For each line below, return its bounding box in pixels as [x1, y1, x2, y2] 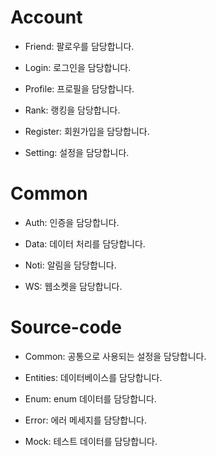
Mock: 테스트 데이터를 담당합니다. [24, 435, 158, 447]
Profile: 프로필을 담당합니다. [24, 82, 135, 95]
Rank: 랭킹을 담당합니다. [24, 104, 121, 116]
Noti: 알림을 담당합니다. [24, 259, 117, 271]
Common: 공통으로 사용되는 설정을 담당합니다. [24, 350, 207, 362]
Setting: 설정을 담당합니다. [24, 146, 130, 158]
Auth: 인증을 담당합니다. [24, 216, 120, 228]
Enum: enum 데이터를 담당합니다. [24, 392, 157, 405]
